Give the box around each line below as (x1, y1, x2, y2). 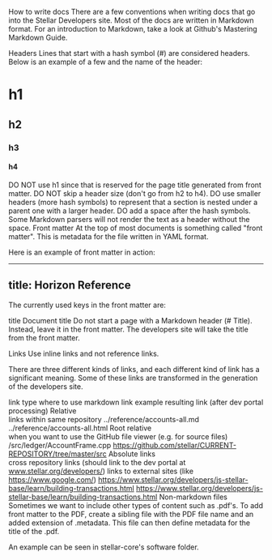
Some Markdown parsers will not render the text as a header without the (8, 214, 250, 224)
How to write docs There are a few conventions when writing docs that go (8, 7, 256, 16)
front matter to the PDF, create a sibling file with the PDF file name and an (8, 509, 254, 519)
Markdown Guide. (8, 32, 68, 42)
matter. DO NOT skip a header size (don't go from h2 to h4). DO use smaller (8, 188, 261, 198)
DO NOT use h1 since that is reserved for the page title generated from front (8, 180, 261, 190)
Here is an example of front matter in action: (8, 247, 155, 257)
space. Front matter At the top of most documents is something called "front (8, 223, 263, 233)
